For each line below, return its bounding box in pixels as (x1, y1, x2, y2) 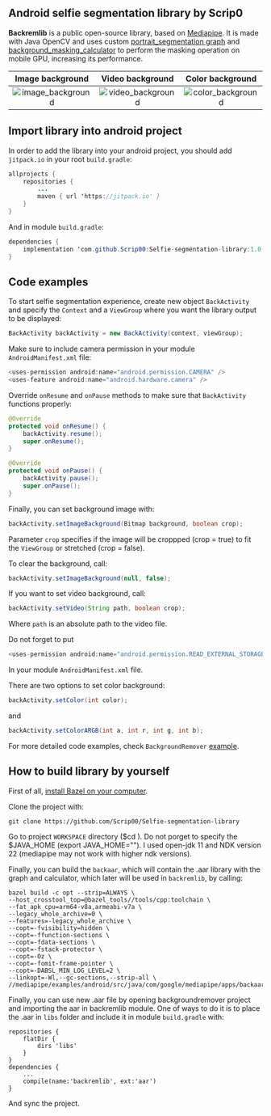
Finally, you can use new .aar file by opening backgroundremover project (8, 995, 252, 1004)
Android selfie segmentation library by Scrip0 (8, 6, 244, 20)
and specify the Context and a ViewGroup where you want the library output (8, 305, 256, 315)
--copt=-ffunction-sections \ (8, 931, 110, 939)
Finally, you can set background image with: (8, 504, 155, 514)
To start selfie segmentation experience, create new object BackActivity (8, 297, 250, 306)
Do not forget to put (8, 635, 74, 645)
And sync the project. (8, 1098, 81, 1108)
